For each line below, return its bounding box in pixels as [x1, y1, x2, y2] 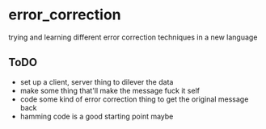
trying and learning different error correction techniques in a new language [8, 32, 258, 42]
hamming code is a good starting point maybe [19, 111, 174, 121]
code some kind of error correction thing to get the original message [19, 94, 249, 104]
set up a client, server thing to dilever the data [19, 77, 174, 86]
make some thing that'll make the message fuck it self [19, 85, 201, 95]
